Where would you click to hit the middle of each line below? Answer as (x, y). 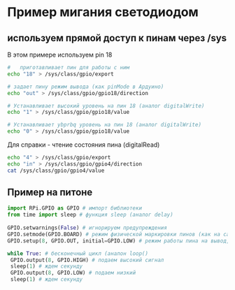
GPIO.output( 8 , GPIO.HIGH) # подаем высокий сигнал (87, 260)
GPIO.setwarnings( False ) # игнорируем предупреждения (87, 228)
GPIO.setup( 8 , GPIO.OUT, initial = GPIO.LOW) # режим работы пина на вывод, (119, 241)
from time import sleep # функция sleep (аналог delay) (90, 215)
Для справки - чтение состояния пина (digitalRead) (84, 145)
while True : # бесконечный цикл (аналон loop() (78, 253)
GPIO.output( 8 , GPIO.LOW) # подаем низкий (73, 273)
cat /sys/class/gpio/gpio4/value (56, 171)
